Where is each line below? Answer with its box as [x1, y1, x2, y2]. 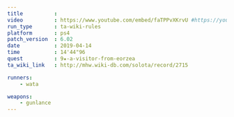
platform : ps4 [7, 29, 70, 37]
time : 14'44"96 [7, 49, 86, 56]
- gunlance [19, 100, 52, 107]
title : [7, 10, 58, 17]
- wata [19, 80, 39, 87]
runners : [7, 74, 33, 81]
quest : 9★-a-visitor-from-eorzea [7, 55, 136, 62]
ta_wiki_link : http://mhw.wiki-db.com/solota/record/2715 [7, 62, 189, 69]
